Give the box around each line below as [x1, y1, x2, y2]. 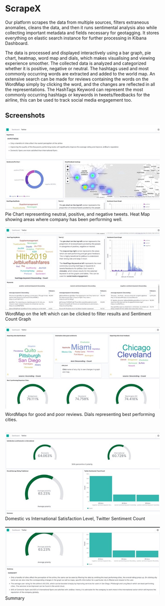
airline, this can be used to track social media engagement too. [5, 97, 133, 103]
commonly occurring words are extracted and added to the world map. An [5, 71, 156, 76]
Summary [5, 595, 25, 601]
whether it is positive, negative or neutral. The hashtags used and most [5, 65, 149, 72]
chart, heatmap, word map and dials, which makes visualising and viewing [5, 55, 155, 61]
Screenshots [5, 112, 45, 120]
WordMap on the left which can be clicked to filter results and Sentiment [5, 310, 151, 316]
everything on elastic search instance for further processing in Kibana [5, 35, 147, 41]
